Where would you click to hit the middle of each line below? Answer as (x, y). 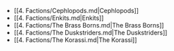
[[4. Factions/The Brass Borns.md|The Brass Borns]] (89, 25)
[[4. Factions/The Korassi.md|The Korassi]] (75, 40)
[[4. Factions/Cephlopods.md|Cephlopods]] (76, 11)
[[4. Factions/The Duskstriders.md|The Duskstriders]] (90, 32)
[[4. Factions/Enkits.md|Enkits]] (59, 18)
